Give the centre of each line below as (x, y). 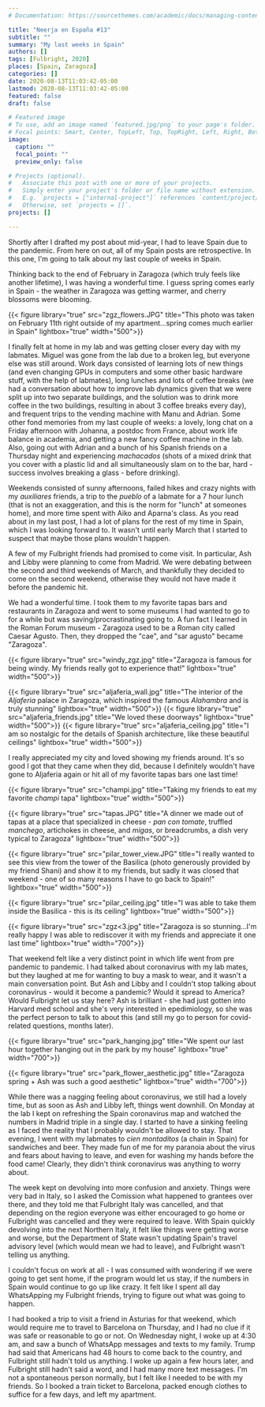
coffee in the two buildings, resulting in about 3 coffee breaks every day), (127, 405)
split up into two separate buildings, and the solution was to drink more (123, 397)
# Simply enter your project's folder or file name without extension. (132, 190)
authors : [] (28, 52)
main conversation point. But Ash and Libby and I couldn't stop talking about (132, 984)
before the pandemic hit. (48, 587)
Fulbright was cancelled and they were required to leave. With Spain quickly (131, 1221)
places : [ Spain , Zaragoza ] (52, 67)
